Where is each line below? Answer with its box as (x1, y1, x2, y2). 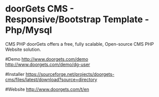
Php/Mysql (5, 25, 52, 36)
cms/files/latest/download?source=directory (5, 76, 97, 82)
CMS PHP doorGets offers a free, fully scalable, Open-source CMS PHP (5, 41, 154, 47)
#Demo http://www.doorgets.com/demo (5, 56, 89, 62)
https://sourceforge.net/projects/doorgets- (25, 71, 115, 77)
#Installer (5, 71, 25, 77)
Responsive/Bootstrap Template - (5, 14, 149, 25)
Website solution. (5, 46, 41, 52)
